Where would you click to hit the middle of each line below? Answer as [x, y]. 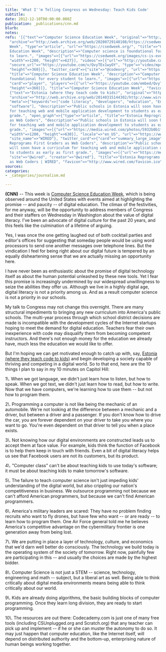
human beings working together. [38, 644]
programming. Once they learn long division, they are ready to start [74, 603]
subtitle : [15, 14]
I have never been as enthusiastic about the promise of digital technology [80, 271]
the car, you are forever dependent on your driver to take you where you [79, 420]
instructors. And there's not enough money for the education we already [79, 339]
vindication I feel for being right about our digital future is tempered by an [80, 251]
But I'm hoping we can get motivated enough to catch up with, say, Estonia [81, 353]
